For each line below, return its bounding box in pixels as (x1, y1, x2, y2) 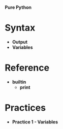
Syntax (5, 22, 36, 34)
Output (12, 39, 28, 45)
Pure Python (5, 5, 31, 10)
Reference (5, 62, 49, 74)
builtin (12, 79, 26, 85)
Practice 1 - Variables (12, 119, 58, 125)
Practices (5, 102, 46, 114)
